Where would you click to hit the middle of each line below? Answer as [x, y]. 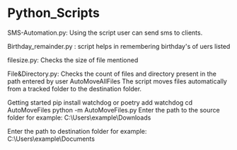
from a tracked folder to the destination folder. [75, 88]
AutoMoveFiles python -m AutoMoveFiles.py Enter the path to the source [114, 110]
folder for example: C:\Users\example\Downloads [79, 117]
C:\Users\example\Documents [51, 139]
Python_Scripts [54, 13]
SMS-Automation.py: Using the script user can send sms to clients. [105, 33]
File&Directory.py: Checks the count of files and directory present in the [112, 74]
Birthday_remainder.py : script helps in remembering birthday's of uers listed [119, 46]
